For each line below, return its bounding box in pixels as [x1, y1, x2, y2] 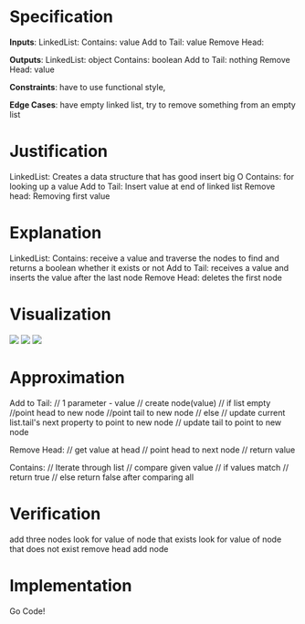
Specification [9, 6, 114, 27]
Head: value [9, 64, 55, 75]
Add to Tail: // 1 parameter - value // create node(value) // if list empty [9, 397, 271, 408]
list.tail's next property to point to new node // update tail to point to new [9, 417, 282, 428]
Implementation [9, 575, 132, 596]
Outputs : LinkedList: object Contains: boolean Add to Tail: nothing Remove [9, 54, 290, 65]
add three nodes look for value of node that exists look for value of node [9, 534, 282, 545]
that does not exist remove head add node [9, 543, 169, 554]
